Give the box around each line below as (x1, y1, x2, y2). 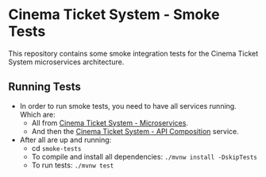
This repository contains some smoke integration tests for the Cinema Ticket (8, 48, 259, 58)
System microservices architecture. (8, 57, 125, 67)
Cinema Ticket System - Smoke (8, 6, 220, 24)
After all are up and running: (19, 135, 112, 144)
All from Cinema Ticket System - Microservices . (31, 117, 189, 128)
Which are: (19, 110, 56, 119)
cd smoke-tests (31, 143, 82, 152)
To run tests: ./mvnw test (31, 160, 114, 170)
